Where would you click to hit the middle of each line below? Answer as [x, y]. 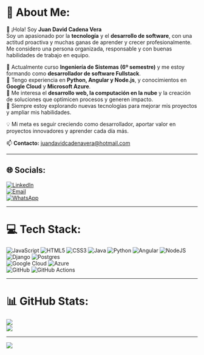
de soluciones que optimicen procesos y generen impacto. [80, 99]
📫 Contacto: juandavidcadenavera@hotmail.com [68, 143]
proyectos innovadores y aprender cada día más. [68, 131]
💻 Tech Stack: [44, 229]
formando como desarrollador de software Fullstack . [73, 73]
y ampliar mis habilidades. [39, 112]
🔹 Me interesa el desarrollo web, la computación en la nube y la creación [99, 93]
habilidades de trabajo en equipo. [48, 55]
